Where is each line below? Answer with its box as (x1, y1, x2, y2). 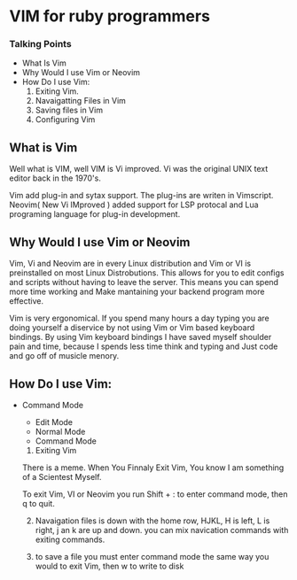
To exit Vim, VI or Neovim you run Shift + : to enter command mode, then (21, 489, 288, 499)
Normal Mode (35, 426, 86, 437)
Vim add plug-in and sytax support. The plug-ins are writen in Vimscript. (9, 190, 274, 201)
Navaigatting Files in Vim (35, 96, 127, 106)
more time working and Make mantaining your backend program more (9, 286, 265, 298)
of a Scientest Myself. (21, 471, 102, 482)
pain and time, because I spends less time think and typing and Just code (9, 341, 278, 352)
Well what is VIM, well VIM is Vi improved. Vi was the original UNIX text (9, 164, 269, 174)
